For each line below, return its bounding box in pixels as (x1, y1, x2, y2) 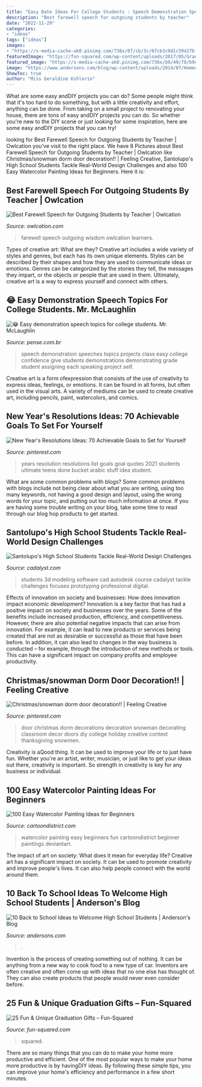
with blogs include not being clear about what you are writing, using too (6, 484, 184, 491)
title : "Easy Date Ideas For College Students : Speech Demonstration (6, 8, 187, 15)
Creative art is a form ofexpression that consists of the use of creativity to (6, 374, 189, 382)
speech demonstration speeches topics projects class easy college (20, 350, 188, 357)
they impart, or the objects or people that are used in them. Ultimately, (6, 271, 180, 279)
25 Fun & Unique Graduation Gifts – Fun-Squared (6, 998, 192, 1008)
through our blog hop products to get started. (6, 510, 119, 517)
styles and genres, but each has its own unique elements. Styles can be (6, 252, 185, 259)
